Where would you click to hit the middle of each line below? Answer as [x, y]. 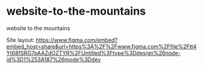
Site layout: [21, 40]
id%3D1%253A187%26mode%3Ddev [54, 59]
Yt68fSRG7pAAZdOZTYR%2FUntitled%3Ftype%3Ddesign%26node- [94, 53]
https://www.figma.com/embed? [77, 40]
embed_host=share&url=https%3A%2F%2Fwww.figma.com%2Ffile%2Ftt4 [101, 46]
